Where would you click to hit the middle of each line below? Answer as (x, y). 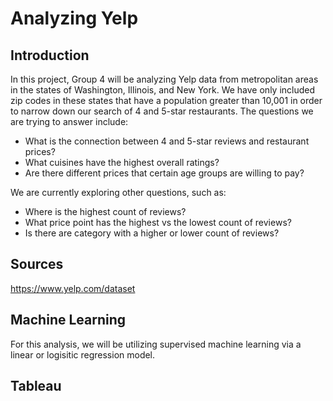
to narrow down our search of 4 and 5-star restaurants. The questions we (162, 111)
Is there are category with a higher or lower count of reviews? (152, 233)
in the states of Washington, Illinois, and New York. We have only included (163, 90)
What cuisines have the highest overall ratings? (122, 162)
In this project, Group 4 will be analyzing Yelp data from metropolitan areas (164, 79)
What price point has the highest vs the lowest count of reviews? (158, 222)
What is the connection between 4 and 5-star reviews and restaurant (167, 141)
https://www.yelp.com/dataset (73, 288)
